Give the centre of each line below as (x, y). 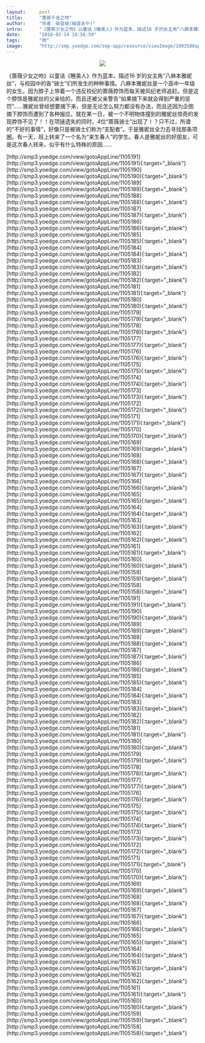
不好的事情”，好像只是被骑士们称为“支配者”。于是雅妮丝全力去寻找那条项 (106, 129)
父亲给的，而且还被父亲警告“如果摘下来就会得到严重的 (117, 98)
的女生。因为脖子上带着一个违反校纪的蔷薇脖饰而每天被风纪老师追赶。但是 (100, 91)
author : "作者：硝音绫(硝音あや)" (51, 23)
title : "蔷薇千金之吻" (39, 18)
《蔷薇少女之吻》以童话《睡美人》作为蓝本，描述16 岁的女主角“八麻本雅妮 (99, 75)
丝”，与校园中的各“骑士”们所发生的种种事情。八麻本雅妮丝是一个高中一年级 (101, 83)
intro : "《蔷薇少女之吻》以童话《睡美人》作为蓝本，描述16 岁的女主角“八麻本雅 (102, 29)
